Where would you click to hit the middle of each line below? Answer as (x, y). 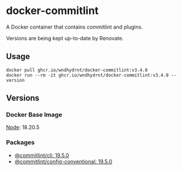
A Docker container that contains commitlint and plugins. (75, 27)
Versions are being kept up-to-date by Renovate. (65, 38)
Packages (20, 142)
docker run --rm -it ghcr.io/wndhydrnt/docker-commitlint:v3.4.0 (87, 75)
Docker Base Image (34, 115)
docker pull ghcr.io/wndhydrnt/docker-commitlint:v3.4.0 (77, 70)
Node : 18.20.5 (23, 127)
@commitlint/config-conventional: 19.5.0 (63, 161)
